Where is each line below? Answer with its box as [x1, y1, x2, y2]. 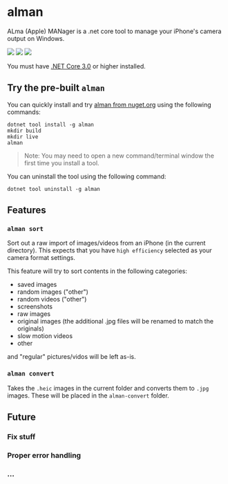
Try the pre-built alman [7, 82, 105, 94]
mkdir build [7, 127, 41, 134]
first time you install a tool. [23, 158, 99, 167]
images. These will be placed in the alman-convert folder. [7, 391, 169, 400]
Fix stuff [7, 432, 36, 442]
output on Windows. [7, 34, 65, 42]
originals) [17, 324, 44, 333]
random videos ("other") [17, 295, 87, 304]
